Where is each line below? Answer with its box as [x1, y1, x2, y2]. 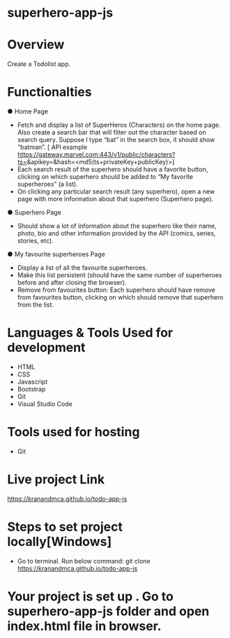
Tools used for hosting [7, 424, 140, 440]
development [7, 340, 86, 356]
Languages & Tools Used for [7, 325, 174, 341]
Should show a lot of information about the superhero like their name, [17, 221, 217, 231]
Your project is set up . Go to [7, 589, 174, 604]
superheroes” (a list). [17, 180, 79, 189]
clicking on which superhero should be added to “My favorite [17, 173, 194, 181]
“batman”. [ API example [17, 143, 88, 151]
